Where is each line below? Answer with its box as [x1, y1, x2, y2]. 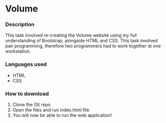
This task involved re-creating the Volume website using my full [5, 32, 137, 38]
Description [5, 21, 35, 28]
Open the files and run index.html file [12, 107, 90, 113]
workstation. [5, 48, 31, 54]
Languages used [5, 61, 47, 68]
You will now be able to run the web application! [12, 112, 112, 118]
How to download [5, 90, 49, 97]
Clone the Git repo [12, 101, 51, 108]
